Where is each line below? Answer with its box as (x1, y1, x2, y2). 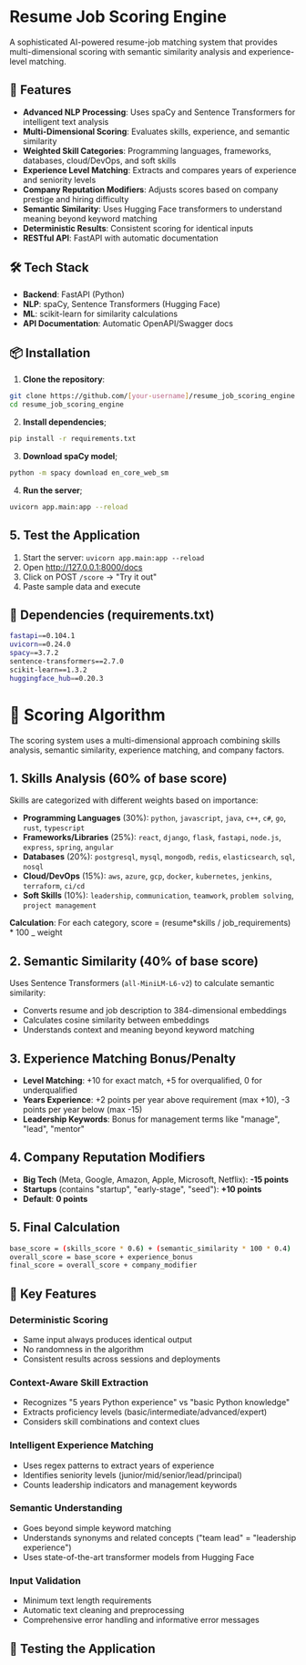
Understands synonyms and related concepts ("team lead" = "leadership (22, 1532, 297, 1543)
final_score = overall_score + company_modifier (9, 1260, 198, 1270)
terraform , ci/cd (22, 880, 86, 891)
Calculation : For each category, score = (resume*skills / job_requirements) (9, 918, 291, 929)
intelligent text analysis (22, 116, 109, 127)
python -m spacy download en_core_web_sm (9, 468, 169, 478)
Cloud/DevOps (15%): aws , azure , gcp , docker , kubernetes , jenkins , (22, 870, 272, 881)
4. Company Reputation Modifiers (9, 1150, 206, 1166)
